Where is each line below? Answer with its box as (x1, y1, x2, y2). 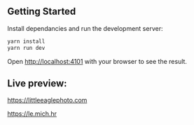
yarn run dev (7, 44, 46, 51)
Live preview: (7, 77, 68, 89)
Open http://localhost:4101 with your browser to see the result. (7, 57, 188, 65)
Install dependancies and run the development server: (7, 24, 163, 32)
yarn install (7, 38, 46, 45)
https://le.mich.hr (7, 110, 57, 118)
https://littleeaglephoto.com (7, 96, 88, 105)
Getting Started (7, 6, 76, 18)
